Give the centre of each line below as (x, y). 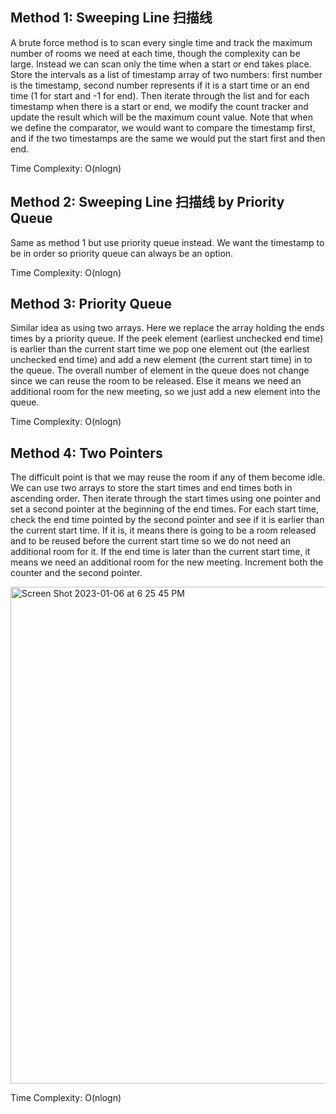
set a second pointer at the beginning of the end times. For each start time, (165, 509)
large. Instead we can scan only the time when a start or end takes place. (161, 64)
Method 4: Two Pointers (86, 453)
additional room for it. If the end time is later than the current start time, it (160, 552)
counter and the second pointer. (76, 573)
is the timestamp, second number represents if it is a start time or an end (160, 85)
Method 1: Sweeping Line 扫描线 (111, 18)
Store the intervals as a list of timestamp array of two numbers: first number (166, 74)
